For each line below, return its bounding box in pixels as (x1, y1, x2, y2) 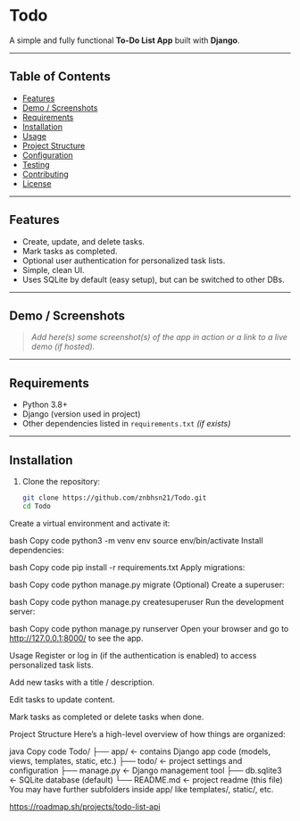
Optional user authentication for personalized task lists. (21, 255, 226, 266)
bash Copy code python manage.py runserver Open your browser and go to (9, 623, 289, 634)
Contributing (21, 169, 69, 179)
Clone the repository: (21, 477, 101, 486)
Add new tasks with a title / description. (9, 676, 154, 687)
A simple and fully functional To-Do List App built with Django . (9, 35, 240, 46)
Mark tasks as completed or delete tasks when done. (9, 711, 204, 722)
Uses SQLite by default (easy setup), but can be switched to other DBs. (21, 274, 285, 285)
